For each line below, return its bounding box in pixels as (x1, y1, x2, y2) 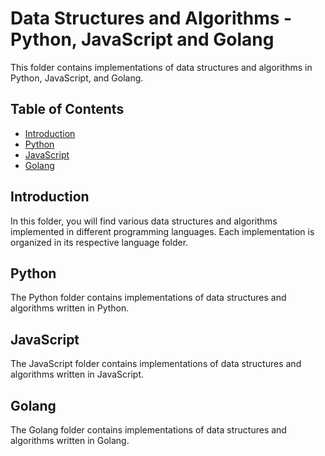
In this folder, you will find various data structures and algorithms (10, 215, 278, 227)
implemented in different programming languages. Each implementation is (10, 225, 315, 237)
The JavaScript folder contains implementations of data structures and (10, 358, 302, 370)
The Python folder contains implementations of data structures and (10, 292, 287, 304)
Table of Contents (10, 101, 125, 118)
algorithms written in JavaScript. (10, 368, 145, 381)
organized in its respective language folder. (10, 236, 189, 248)
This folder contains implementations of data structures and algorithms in (10, 61, 313, 73)
